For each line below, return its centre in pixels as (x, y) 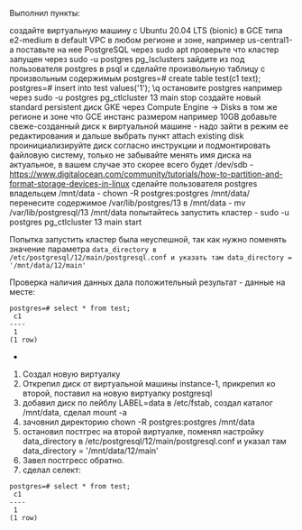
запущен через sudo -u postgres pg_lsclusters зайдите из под (127, 59)
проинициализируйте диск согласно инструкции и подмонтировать (140, 145)
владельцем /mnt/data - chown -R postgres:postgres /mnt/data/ (130, 193)
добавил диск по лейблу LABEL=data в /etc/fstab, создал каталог (147, 403)
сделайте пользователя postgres (194, 183)
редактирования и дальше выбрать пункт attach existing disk (127, 136)
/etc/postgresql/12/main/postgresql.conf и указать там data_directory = (151, 258)
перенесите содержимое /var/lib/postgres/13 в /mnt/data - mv (128, 203)
